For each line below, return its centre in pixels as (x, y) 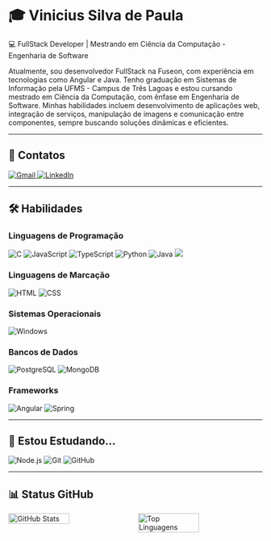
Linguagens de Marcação (59, 275)
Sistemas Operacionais (55, 314)
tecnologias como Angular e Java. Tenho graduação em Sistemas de (123, 79)
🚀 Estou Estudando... (62, 441)
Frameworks (33, 390)
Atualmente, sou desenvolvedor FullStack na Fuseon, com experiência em (131, 71)
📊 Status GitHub (51, 494)
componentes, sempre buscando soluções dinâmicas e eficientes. (119, 123)
